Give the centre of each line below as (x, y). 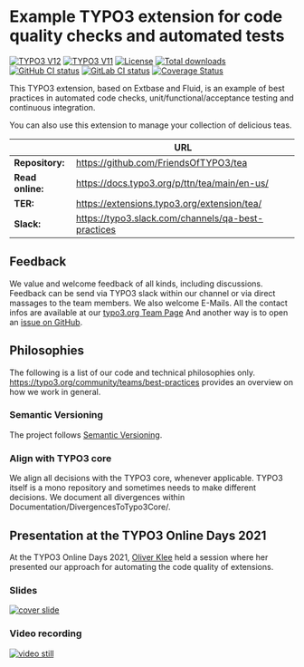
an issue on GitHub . (46, 322)
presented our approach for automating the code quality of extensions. (142, 566)
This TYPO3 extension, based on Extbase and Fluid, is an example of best (147, 88)
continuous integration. (52, 107)
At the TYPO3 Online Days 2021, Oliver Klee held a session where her (139, 557)
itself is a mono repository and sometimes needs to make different (133, 488)
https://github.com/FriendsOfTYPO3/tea (161, 162)
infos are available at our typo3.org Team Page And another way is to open (149, 312)
